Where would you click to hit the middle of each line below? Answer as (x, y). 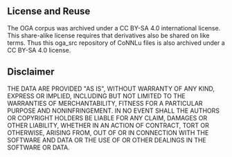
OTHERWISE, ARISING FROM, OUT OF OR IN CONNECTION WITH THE (108, 132)
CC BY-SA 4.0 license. (39, 50)
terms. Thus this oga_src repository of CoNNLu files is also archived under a (116, 43)
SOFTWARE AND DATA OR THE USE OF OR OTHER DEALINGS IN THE (107, 140)
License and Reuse (49, 11)
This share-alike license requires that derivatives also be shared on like (108, 35)
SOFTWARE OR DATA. (39, 147)
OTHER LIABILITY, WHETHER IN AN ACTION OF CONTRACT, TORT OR (108, 125)
